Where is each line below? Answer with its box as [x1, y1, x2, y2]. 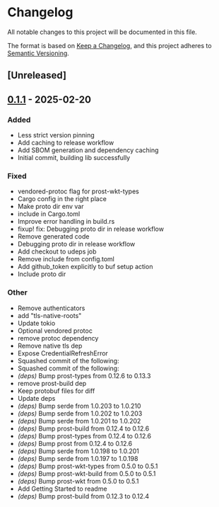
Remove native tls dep [17, 341, 83, 350]
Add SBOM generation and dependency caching [17, 146, 159, 154]
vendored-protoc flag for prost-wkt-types [17, 187, 139, 195]
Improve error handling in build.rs [17, 217, 115, 226]
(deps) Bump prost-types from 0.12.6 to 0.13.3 [17, 371, 151, 380]
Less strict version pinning [17, 131, 95, 139]
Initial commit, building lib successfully [17, 154, 131, 162]
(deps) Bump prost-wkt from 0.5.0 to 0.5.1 [17, 477, 139, 485]
